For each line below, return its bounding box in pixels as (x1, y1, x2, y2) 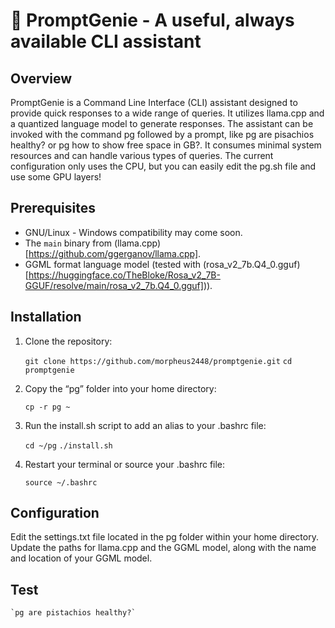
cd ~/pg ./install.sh (24, 440, 113, 451)
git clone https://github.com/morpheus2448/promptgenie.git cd (24, 356, 293, 366)
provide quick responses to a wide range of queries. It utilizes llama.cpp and (10, 107, 325, 119)
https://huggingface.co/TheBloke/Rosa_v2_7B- (28, 269, 221, 281)
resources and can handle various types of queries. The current (10, 150, 274, 161)
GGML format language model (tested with (24, 258, 202, 270)
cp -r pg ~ (24, 402, 71, 412)
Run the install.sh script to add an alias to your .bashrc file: (24, 419, 267, 431)
